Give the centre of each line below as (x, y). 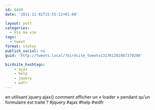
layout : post (19, 23)
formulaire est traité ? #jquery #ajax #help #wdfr (54, 102)
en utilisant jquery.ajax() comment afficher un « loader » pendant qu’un (77, 97)
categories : (17, 28)
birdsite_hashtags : (25, 64)
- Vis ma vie (23, 33)
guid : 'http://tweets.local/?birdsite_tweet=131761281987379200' (74, 55)
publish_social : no (25, 51)
